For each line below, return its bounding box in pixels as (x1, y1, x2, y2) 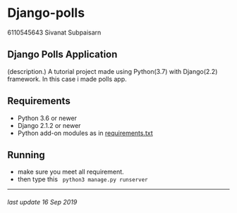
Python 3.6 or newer (17, 114, 78, 122)
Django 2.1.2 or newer (17, 121, 81, 129)
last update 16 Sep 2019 (7, 198, 78, 206)
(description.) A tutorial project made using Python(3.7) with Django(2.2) (7, 67, 218, 75)
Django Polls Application (7, 49, 118, 60)
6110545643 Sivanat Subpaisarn (7, 28, 102, 37)
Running (7, 149, 46, 161)
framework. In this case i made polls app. (7, 75, 127, 83)
